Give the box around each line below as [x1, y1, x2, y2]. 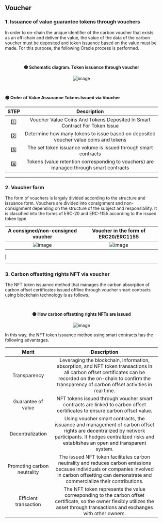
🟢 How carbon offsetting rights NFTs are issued [32, 311, 131, 317]
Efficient [18, 495, 38, 502]
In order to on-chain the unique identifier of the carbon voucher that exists [5, 29, 154, 36]
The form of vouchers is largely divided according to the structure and [5, 195, 146, 201]
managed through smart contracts [51, 164, 130, 171]
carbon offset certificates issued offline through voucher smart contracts [5, 287, 151, 293]
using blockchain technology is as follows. [5, 292, 90, 298]
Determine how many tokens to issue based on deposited [25, 130, 156, 137]
